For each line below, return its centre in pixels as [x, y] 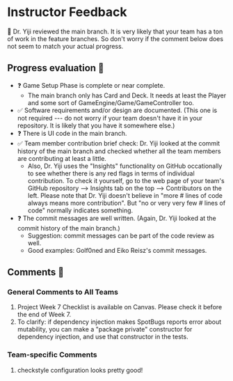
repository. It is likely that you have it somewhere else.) [96, 125]
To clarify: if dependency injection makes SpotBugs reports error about [119, 322]
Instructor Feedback [67, 12]
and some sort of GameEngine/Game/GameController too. [111, 102]
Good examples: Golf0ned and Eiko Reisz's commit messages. [117, 250]
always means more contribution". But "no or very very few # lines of [127, 203]
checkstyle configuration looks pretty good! [80, 370]
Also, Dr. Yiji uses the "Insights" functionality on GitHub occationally [125, 166]
